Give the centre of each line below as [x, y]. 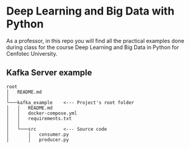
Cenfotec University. [32, 53]
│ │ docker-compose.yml [42, 113]
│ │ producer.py [38, 140]
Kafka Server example [49, 73]
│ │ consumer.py [38, 134]
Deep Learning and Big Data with [90, 11]
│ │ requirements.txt [39, 118]
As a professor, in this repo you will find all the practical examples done [95, 41]
